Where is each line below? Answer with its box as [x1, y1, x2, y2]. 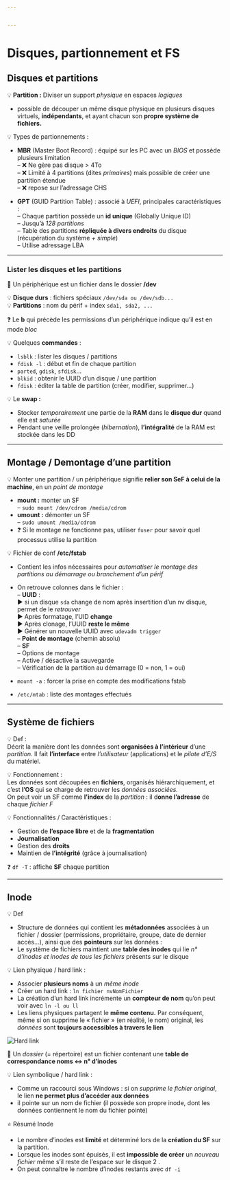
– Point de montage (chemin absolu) [16, 634, 121, 642]
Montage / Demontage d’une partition [7, 457, 171, 468]
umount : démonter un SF [16, 510, 90, 519]
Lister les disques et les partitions [7, 264, 122, 274]
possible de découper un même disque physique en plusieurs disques [16, 104, 216, 113]
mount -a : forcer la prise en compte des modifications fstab [16, 677, 186, 685]
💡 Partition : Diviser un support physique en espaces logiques [7, 91, 183, 99]
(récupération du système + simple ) [16, 234, 118, 242]
